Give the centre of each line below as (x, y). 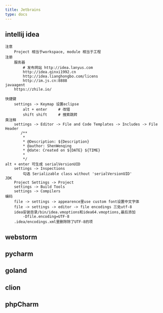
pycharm (19, 254)
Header (12, 129)
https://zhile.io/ (33, 90)
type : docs (16, 14)
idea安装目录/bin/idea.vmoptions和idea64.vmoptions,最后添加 (75, 212)
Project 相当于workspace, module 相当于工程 (58, 52)
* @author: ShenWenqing (47, 146)
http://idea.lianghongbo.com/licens (61, 77)
